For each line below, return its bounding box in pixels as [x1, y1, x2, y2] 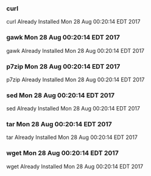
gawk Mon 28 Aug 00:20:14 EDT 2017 [6, 33, 121, 42]
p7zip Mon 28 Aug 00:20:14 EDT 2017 [6, 62, 121, 70]
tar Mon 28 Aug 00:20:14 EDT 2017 [6, 120, 113, 129]
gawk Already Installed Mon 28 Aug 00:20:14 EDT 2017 [6, 47, 145, 54]
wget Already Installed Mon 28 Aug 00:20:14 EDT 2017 [6, 163, 144, 170]
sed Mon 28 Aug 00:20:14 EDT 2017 [6, 91, 115, 100]
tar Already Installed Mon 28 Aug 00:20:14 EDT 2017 [6, 134, 138, 141]
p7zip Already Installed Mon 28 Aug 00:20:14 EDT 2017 [6, 76, 145, 83]
